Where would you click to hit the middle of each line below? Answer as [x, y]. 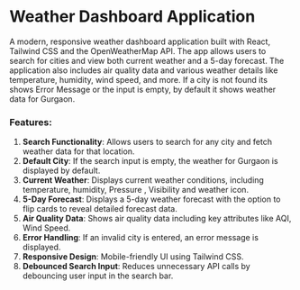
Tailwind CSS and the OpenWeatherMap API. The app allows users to [138, 50]
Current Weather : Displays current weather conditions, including [143, 180]
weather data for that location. [78, 151]
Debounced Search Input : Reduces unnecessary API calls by [136, 267]
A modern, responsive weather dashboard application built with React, [140, 41]
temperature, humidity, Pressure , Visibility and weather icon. [136, 190]
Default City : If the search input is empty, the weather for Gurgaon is [150, 161]
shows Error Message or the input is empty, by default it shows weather [143, 89]
